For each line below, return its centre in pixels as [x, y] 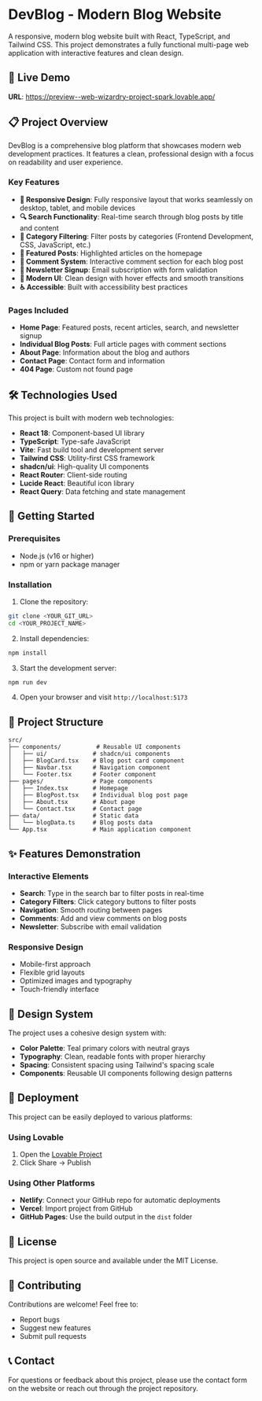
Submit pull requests [53, 1336]
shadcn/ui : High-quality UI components [84, 466]
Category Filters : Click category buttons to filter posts [108, 901]
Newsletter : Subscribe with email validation [90, 927]
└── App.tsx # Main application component [100, 830]
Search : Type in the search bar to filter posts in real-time [112, 893]
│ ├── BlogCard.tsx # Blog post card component [96, 761]
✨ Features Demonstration [74, 854]
